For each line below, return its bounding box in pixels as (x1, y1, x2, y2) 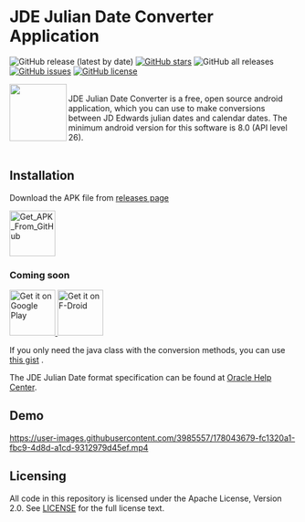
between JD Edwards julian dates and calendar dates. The (68, 112, 288, 123)
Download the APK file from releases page (9, 192, 169, 203)
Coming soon (9, 268, 70, 281)
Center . (9, 381, 37, 393)
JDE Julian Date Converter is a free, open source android (68, 93, 283, 104)
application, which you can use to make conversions (68, 102, 266, 113)
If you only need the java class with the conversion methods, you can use (9, 345, 286, 356)
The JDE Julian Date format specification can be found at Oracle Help (9, 372, 272, 383)
